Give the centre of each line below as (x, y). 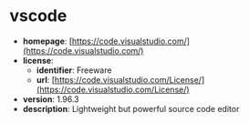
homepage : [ (47, 41)
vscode (38, 16)
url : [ (46, 79)
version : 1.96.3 (51, 99)
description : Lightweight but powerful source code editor (131, 108)
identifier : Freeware (74, 70)
